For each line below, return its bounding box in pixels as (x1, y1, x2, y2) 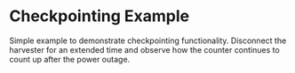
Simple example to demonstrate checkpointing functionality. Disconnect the (9, 35, 287, 46)
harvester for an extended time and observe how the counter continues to (9, 44, 280, 55)
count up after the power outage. (9, 54, 131, 64)
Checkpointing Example (9, 6, 189, 26)
